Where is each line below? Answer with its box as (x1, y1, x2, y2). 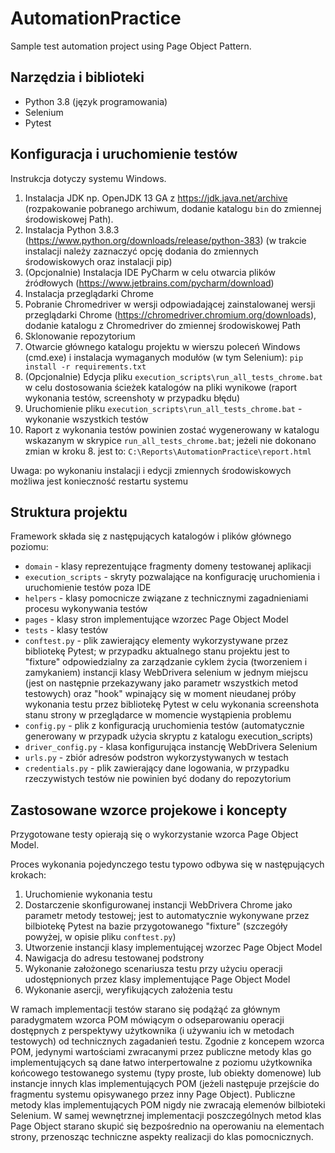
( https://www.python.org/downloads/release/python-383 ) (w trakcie (24, 234, 307, 246)
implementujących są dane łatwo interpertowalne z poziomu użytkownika (10, 1057, 313, 1069)
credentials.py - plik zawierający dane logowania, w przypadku (24, 762, 290, 774)
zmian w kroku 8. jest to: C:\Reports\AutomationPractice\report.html (24, 445, 312, 457)
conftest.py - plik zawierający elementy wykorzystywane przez (24, 635, 289, 647)
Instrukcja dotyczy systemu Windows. (10, 172, 167, 184)
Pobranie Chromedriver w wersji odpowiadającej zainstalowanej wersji (24, 298, 316, 310)
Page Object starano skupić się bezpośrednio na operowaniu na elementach (10, 1120, 325, 1132)
